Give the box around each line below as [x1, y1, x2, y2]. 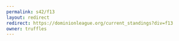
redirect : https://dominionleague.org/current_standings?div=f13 [6, 20, 173, 26]
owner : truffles [6, 25, 47, 32]
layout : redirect [6, 14, 50, 20]
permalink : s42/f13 [6, 8, 55, 15]
